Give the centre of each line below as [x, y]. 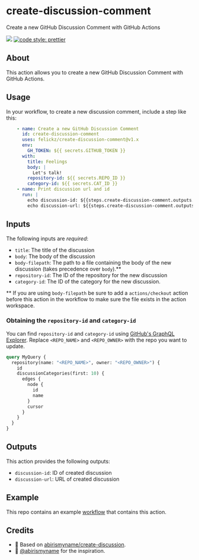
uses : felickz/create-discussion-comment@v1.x [80, 140]
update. [15, 346]
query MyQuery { [26, 357]
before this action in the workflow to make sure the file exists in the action [96, 299]
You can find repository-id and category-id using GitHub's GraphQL [90, 333]
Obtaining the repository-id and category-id [71, 321]
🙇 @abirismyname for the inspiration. [60, 551]
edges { [31, 379]
